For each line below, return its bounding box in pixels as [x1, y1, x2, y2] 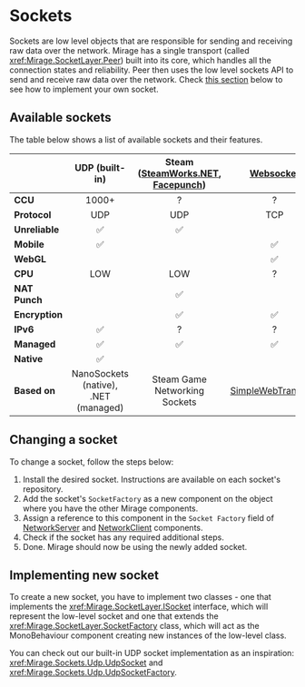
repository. [22, 483, 64, 495]
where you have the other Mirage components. [22, 503, 199, 514]
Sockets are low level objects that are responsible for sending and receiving [9, 35, 293, 46]
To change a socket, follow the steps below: [9, 456, 174, 467]
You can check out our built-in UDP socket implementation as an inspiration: [9, 648, 295, 659]
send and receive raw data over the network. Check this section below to [9, 74, 283, 84]
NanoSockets [71, 367, 129, 379]
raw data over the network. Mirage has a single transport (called [9, 44, 250, 55]
